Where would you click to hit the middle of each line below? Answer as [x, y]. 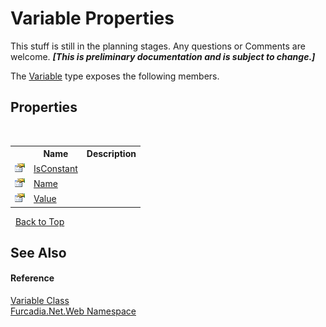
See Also [38, 252]
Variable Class [40, 301]
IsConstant [55, 168]
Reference [32, 278]
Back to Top [39, 221]
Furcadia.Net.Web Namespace [73, 311]
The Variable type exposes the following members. [115, 76]
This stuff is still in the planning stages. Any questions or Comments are [158, 46]
